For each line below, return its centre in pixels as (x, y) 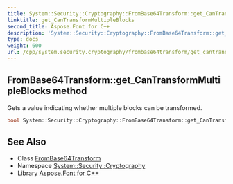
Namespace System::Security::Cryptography (81, 166)
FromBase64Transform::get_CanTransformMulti (114, 80)
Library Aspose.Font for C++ (58, 173)
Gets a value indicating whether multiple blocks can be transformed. (105, 107)
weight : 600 (24, 46)
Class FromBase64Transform (59, 158)
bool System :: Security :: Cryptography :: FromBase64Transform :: (97, 120)
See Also (27, 141)
